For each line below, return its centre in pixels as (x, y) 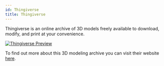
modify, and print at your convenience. (45, 34)
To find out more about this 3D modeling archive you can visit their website (82, 53)
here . (10, 58)
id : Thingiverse (22, 10)
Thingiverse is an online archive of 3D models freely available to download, (82, 28)
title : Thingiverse (25, 14)
